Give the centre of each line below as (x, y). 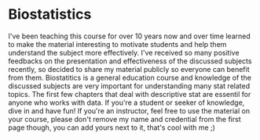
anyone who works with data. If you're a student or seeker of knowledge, (126, 102)
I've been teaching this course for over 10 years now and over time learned (130, 36)
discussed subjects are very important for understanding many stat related (129, 86)
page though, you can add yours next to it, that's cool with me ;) (112, 127)
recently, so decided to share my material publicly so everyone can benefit (129, 69)
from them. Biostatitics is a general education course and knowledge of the (130, 77)
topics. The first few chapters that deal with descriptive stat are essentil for (130, 94)
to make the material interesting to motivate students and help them (117, 44)
